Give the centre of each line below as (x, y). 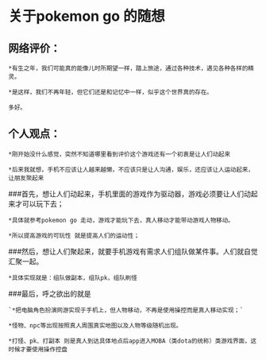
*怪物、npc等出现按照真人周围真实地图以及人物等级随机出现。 (95, 325)
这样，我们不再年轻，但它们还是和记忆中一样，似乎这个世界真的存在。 (115, 92)
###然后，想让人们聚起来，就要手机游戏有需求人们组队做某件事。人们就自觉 (133, 251)
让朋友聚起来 (26, 178)
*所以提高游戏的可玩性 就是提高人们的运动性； (74, 235)
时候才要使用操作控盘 (38, 349)
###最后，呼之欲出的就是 (50, 293)
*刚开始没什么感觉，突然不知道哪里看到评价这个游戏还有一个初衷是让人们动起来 (120, 154)
